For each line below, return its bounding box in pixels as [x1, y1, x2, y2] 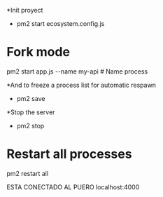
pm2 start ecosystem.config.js [16, 20, 105, 27]
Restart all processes [6, 147, 132, 162]
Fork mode [6, 44, 71, 60]
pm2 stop [16, 121, 45, 130]
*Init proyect [6, 6, 43, 14]
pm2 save [16, 94, 45, 102]
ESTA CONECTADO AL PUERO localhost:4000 [6, 182, 140, 191]
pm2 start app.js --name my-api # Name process [6, 67, 148, 76]
